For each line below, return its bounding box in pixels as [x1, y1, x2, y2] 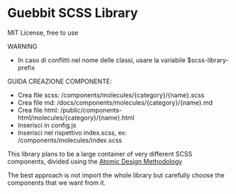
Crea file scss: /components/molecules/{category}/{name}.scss [17, 91, 205, 99]
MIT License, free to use [7, 28, 79, 37]
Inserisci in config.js [17, 120, 77, 129]
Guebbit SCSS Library [7, 5, 138, 21]
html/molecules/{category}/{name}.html [17, 113, 135, 122]
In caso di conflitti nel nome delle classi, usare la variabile [17, 55, 186, 64]
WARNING [7, 42, 38, 50]
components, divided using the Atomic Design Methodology [7, 157, 183, 166]
